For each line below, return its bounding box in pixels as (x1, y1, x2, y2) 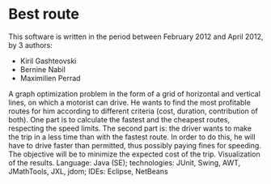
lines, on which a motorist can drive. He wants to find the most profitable (8, 97, 251, 107)
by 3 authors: (8, 40, 53, 49)
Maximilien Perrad (19, 73, 81, 83)
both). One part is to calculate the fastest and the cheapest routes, (8, 114, 231, 124)
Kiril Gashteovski (19, 56, 77, 66)
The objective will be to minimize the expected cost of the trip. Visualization (8, 149, 260, 159)
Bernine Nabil (19, 64, 66, 74)
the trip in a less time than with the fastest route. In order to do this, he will (8, 131, 256, 142)
